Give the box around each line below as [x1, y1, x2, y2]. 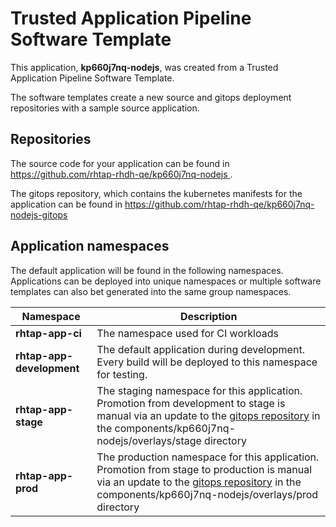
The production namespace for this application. [96, 450, 320, 464]
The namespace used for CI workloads [96, 326, 279, 340]
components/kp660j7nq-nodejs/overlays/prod [96, 487, 319, 501]
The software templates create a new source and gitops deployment [10, 91, 292, 103]
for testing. [96, 367, 148, 381]
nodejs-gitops [10, 208, 68, 221]
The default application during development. [96, 342, 305, 356]
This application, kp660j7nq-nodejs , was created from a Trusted [10, 61, 279, 73]
